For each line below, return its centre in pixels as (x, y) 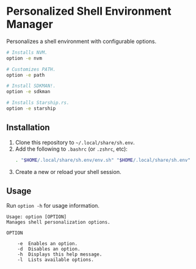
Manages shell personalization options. (59, 222)
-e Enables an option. (48, 244)
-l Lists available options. (56, 260)
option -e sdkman (28, 92)
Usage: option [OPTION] (37, 217)
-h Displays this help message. (60, 255)
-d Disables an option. (49, 249)
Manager (30, 24)
